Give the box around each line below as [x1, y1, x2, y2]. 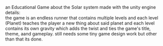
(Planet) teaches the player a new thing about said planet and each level [5, 20, 155, 26]
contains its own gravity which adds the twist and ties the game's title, [5, 25, 151, 31]
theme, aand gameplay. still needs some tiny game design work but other [5, 31, 157, 36]
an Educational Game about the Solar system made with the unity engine [5, 4, 156, 10]
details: [5, 9, 21, 15]
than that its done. [5, 36, 43, 42]
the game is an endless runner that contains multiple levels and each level [5, 15, 158, 20]
